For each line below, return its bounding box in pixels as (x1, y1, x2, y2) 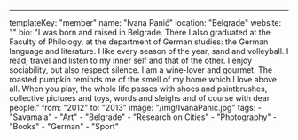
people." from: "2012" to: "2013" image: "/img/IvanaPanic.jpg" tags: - (9, 103, 262, 113)
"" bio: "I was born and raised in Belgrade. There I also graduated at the (9, 27, 271, 37)
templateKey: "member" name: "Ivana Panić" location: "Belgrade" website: (9, 18, 282, 27)
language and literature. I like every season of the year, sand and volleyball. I (9, 46, 289, 56)
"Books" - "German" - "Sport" (9, 121, 120, 131)
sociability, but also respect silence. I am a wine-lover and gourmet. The (9, 65, 273, 75)
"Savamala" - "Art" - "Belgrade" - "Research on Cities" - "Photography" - (9, 112, 278, 122)
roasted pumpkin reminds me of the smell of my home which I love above (9, 74, 278, 84)
